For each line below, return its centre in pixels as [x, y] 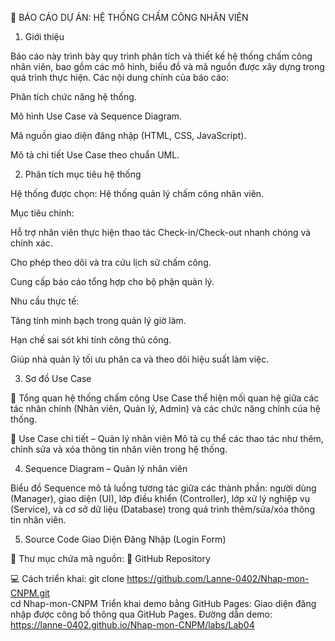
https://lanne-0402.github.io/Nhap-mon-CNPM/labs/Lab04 [132, 625]
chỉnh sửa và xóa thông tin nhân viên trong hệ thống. [119, 449]
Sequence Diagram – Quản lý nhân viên [106, 468]
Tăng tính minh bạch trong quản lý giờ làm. [98, 320]
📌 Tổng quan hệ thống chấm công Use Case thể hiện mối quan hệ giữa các [165, 398]
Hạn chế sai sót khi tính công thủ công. [91, 340]
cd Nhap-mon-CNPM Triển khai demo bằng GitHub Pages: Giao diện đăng [163, 603]
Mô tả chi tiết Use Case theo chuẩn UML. [95, 155]
